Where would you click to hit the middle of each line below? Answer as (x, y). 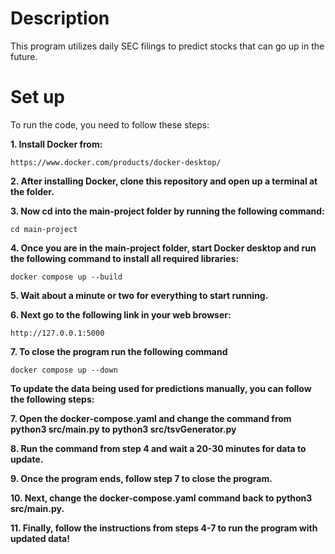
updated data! (40, 538)
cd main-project (44, 229)
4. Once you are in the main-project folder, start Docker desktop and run (163, 248)
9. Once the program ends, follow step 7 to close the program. (141, 478)
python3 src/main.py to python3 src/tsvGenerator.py (123, 429)
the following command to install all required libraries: (125, 258)
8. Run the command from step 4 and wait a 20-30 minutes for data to (158, 448)
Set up (37, 97)
